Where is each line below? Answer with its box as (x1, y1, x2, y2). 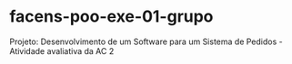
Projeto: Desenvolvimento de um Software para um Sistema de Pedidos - (9, 36, 284, 47)
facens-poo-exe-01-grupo (9, 6, 214, 27)
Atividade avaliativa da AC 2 (9, 45, 115, 56)
